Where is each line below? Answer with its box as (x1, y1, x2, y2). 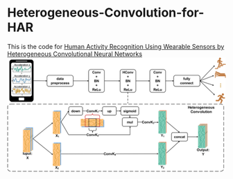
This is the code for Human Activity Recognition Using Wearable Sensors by (7, 42, 225, 50)
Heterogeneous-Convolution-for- (7, 5, 205, 21)
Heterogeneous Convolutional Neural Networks (7, 50, 143, 58)
